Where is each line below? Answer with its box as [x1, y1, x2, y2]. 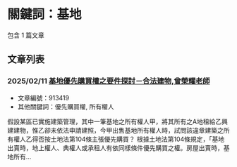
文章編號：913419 [17, 93, 69, 102]
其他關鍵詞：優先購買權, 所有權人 [17, 102, 114, 111]
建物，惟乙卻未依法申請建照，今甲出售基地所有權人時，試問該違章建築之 [13, 126, 224, 134]
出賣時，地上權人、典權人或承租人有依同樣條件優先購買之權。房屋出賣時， [7, 143, 224, 152]
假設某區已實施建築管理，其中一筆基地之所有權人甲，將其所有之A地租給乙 [7, 117, 222, 126]
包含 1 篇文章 [7, 31, 44, 39]
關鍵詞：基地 [7, 6, 83, 22]
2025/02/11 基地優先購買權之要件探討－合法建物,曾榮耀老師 [7, 76, 210, 86]
